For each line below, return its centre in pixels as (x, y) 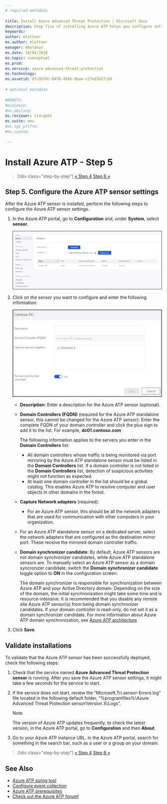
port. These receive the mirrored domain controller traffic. (79, 542)
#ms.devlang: (19, 111)
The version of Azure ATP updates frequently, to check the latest (79, 723)
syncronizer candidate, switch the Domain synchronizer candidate (89, 568)
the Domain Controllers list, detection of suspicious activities (90, 471)
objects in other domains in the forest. (66, 492)
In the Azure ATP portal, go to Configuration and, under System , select (85, 219)
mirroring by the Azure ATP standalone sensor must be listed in (92, 460)
